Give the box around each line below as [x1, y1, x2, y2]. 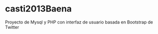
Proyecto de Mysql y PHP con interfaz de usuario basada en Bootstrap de [5, 19, 153, 25]
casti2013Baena [5, 3, 72, 14]
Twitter [5, 24, 20, 30]
